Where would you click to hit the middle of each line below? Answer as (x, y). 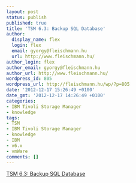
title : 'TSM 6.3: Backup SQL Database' (56, 28)
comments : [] (22, 157)
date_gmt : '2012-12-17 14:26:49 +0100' (56, 95)
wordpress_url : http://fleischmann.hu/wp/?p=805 (68, 85)
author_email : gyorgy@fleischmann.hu (53, 67)
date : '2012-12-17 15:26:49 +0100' (51, 90)
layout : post (22, 12)
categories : (21, 101)
